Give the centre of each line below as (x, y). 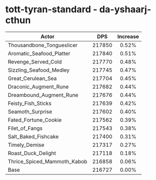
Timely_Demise (26, 145)
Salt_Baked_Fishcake (33, 137)
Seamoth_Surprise (30, 111)
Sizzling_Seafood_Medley (39, 70)
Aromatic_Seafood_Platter (39, 53)
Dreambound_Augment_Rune (43, 95)
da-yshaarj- (125, 9)
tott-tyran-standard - (51, 9)
